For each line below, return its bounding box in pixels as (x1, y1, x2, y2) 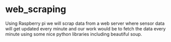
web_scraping (5, 4, 66, 15)
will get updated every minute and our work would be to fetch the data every (5, 25, 166, 31)
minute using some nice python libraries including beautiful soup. (5, 31, 142, 37)
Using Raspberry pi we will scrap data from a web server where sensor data (5, 20, 165, 26)
